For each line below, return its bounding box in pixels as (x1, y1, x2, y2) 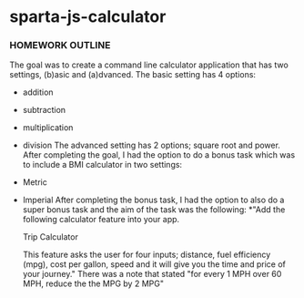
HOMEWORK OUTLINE (9, 39, 111, 52)
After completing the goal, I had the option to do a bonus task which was (22, 149, 296, 160)
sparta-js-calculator (9, 6, 167, 27)
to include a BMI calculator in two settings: (22, 159, 183, 170)
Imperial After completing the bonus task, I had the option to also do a (22, 194, 285, 206)
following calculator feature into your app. (22, 214, 180, 225)
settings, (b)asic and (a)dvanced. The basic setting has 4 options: (9, 69, 257, 80)
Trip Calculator (22, 231, 79, 242)
